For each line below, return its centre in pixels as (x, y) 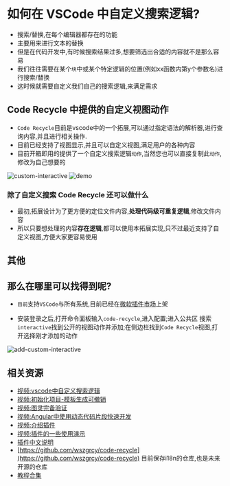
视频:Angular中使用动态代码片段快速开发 (74, 417)
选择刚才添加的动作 (50, 336)
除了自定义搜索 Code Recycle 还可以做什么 (78, 195)
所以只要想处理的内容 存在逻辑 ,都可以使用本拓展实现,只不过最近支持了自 (118, 228)
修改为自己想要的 (41, 162)
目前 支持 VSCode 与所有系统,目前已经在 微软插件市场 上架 (92, 304)
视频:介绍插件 (36, 425)
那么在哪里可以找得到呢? (59, 286)
